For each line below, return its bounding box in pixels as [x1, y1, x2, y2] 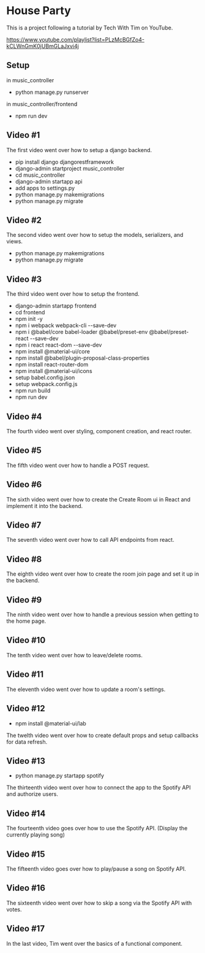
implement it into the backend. [6, 502, 83, 509]
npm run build [15, 387, 51, 395]
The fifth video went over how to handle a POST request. [6, 461, 150, 469]
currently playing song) [6, 831, 65, 838]
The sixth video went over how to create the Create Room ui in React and [6, 495, 191, 503]
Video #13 [6, 755, 46, 766]
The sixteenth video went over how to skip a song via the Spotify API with [6, 899, 192, 906]
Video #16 [6, 883, 46, 893]
